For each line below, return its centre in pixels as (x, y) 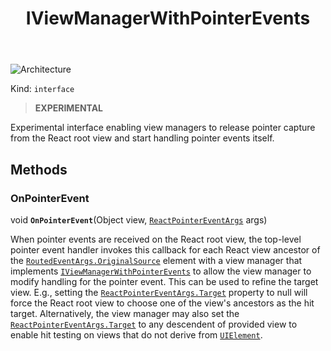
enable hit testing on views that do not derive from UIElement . (136, 334)
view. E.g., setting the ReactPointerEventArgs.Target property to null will (159, 292)
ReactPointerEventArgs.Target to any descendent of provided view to (154, 324)
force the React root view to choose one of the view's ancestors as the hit (162, 303)
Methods (39, 169)
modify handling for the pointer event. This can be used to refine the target (164, 281)
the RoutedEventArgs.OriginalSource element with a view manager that (156, 260)
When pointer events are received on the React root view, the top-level (156, 239)
